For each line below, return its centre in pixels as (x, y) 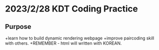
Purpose (18, 27)
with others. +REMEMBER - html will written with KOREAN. (63, 43)
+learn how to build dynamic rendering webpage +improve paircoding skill (80, 38)
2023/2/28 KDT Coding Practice (71, 9)
